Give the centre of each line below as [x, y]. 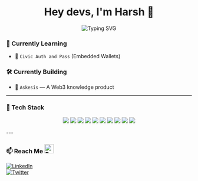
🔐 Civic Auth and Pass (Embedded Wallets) [67, 56]
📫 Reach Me [25, 151]
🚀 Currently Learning [37, 43]
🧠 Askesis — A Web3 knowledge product [64, 87]
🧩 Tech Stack [25, 108]
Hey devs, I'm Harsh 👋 [99, 12]
